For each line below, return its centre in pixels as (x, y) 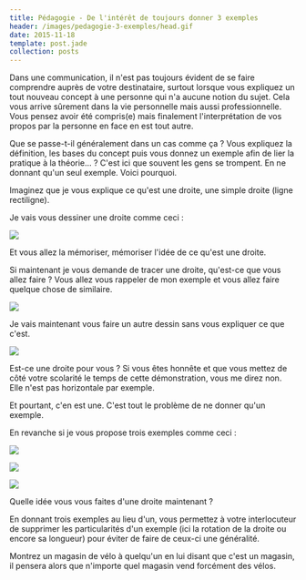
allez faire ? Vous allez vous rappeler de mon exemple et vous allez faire (144, 280)
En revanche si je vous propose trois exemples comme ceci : (123, 432)
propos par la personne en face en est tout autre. (102, 126)
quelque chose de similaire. (61, 290)
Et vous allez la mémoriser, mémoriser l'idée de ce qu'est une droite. (138, 252)
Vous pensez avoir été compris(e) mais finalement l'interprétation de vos (146, 117)
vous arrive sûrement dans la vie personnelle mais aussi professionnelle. (146, 107)
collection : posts (44, 52)
